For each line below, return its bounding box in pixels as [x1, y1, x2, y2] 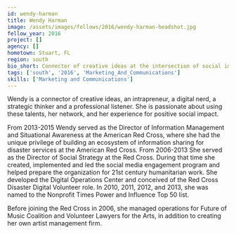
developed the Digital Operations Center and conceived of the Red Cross [7, 176, 219, 184]
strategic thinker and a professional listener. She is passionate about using [7, 103, 223, 111]
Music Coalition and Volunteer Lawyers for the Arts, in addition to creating [7, 212, 221, 220]
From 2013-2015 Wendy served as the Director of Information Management [7, 124, 225, 132]
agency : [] [7, 43, 39, 50]
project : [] [7, 37, 42, 44]
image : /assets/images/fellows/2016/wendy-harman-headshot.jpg [7, 23, 197, 30]
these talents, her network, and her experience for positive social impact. [7, 110, 219, 118]
